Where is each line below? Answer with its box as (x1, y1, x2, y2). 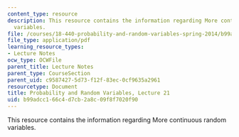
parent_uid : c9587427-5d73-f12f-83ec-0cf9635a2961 (7, 76, 161, 84)
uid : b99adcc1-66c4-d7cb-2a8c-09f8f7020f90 (7, 97, 139, 104)
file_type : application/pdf (7, 37, 91, 44)
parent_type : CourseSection (7, 70, 91, 77)
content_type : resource (7, 10, 78, 18)
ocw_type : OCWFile (7, 57, 62, 64)
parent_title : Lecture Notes (7, 63, 94, 70)
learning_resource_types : (7, 43, 84, 50)
